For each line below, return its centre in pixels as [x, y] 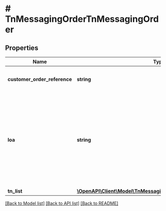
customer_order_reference [40, 79]
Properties [22, 48]
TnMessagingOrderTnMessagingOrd [82, 19]
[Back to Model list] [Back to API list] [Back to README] [62, 203]
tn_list [15, 191]
